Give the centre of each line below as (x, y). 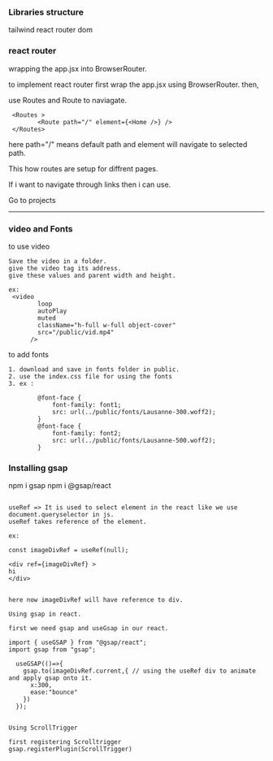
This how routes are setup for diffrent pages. (83, 168)
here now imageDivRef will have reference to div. (96, 600)
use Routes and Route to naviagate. (68, 100)
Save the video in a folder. (58, 261)
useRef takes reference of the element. (78, 522)
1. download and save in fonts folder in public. (94, 369)
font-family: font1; (87, 404)
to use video (29, 246)
